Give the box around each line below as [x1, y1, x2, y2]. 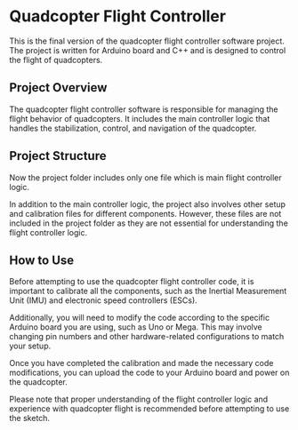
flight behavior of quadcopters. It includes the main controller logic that [9, 113, 270, 123]
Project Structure [9, 148, 107, 163]
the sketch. [9, 413, 51, 424]
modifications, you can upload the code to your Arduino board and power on [9, 367, 290, 378]
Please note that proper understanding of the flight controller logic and [9, 394, 269, 405]
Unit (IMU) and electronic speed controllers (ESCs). [9, 295, 197, 306]
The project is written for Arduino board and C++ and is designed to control [9, 44, 286, 55]
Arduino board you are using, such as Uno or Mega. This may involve [9, 322, 262, 332]
